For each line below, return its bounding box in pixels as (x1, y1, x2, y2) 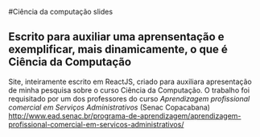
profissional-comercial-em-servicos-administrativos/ (8, 119, 184, 129)
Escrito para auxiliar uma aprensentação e (8, 30, 225, 44)
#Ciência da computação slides (8, 7, 113, 16)
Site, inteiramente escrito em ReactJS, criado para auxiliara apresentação (8, 77, 252, 86)
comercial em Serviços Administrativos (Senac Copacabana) (8, 102, 211, 112)
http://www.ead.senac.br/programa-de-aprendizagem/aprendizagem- (8, 110, 241, 120)
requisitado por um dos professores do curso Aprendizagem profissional (8, 93, 250, 103)
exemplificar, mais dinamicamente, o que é (8, 43, 228, 56)
